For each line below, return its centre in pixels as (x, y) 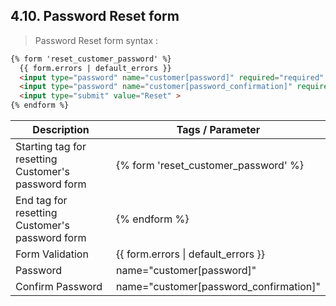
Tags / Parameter (218, 130)
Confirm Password (59, 287)
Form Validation (52, 254)
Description (61, 130)
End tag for (41, 201)
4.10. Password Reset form (95, 16)
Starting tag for (51, 147)
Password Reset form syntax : (96, 40)
